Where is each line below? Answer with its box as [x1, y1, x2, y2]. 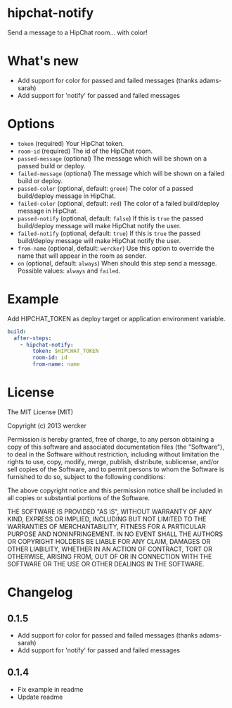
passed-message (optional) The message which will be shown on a [17, 154, 207, 163]
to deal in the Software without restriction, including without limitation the [7, 449, 219, 459]
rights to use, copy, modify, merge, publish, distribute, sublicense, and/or [7, 457, 219, 466]
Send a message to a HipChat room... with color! [7, 28, 148, 37]
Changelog [7, 585, 73, 600]
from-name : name [32, 361, 80, 368]
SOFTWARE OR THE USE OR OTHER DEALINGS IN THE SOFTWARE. [7, 559, 205, 568]
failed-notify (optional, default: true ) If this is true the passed [17, 229, 201, 237]
